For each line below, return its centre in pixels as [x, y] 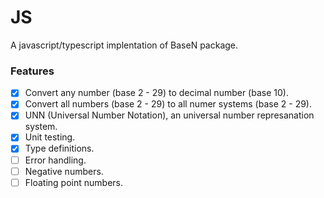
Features [32, 71]
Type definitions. [59, 148]
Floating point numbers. [73, 182]
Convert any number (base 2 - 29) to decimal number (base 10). [156, 93]
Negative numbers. [64, 171]
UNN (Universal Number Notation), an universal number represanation [169, 115]
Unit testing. [50, 137]
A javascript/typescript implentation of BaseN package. [124, 45]
